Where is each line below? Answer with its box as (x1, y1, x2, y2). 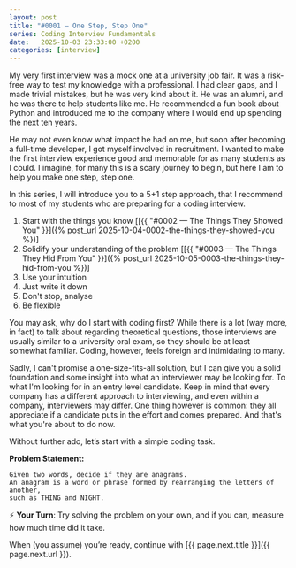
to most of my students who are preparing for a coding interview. (9, 198, 246, 209)
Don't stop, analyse (21, 291, 93, 302)
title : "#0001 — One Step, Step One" (9, 21, 148, 30)
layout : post (9, 12, 57, 22)
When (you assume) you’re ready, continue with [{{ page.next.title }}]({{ (9, 540, 271, 550)
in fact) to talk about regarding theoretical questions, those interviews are (9, 326, 277, 337)
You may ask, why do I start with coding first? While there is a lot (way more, (9, 318, 288, 328)
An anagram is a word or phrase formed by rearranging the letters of (9, 479, 275, 487)
